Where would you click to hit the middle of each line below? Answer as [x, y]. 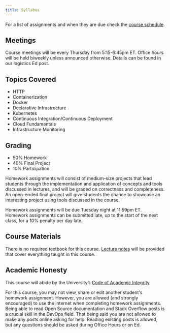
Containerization [30, 97]
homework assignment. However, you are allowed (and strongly [72, 297]
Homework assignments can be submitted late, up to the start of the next [82, 215]
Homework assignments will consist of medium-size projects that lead [79, 178]
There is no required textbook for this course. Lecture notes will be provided [85, 249]
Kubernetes [25, 113]
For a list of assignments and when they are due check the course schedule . [85, 24]
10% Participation [31, 169]
